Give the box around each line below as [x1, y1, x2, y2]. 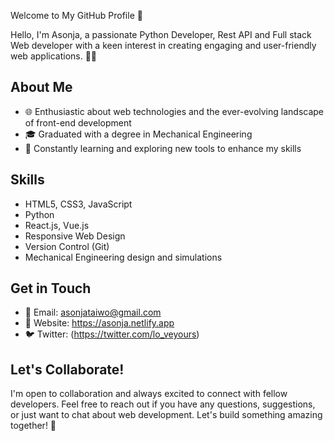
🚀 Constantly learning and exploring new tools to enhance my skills [24, 142, 302, 154]
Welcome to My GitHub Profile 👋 [10, 10, 143, 21]
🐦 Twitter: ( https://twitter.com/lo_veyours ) [24, 328, 200, 340]
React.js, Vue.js [24, 219, 90, 231]
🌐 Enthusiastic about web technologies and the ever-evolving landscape [24, 105, 325, 117]
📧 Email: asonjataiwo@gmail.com [24, 306, 162, 319]
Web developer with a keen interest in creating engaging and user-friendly [10, 40, 317, 51]
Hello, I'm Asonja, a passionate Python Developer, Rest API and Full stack [10, 29, 312, 40]
